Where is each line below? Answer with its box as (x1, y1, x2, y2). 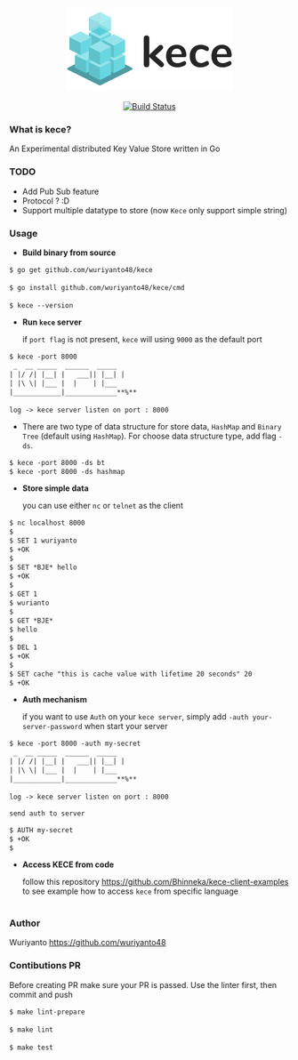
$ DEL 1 (9, 643, 38, 652)
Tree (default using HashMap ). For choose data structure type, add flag (21, 430, 277, 441)
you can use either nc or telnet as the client (21, 500, 184, 510)
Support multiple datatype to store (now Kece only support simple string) (21, 205, 287, 215)
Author (9, 917, 41, 929)
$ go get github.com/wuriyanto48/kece (9, 265, 153, 274)
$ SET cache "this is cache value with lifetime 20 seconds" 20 (9, 670, 253, 679)
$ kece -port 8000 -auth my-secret (9, 739, 141, 748)
